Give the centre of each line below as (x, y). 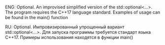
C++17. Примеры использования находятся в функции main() (69, 37)
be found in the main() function (36, 17)
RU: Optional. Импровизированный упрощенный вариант (65, 27)
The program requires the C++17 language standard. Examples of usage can (83, 12)
